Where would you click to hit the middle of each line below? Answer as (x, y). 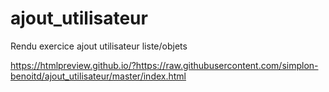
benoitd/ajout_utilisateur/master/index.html (98, 76)
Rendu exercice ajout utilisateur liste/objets (99, 46)
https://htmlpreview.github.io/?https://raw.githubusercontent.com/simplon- (164, 65)
